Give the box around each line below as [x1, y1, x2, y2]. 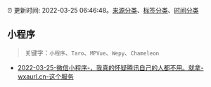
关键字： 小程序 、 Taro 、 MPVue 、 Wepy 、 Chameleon [24, 48, 160, 57]
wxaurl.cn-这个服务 [17, 72, 74, 81]
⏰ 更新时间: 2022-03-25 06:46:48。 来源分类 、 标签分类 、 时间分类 [7, 6, 199, 14]
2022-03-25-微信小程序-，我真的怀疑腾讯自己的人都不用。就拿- [17, 63, 204, 72]
